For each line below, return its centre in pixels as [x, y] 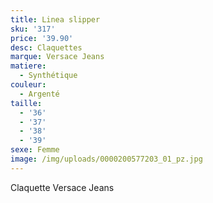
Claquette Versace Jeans [62, 187]
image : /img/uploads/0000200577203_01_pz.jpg [106, 159]
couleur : [28, 85]
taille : [26, 103]
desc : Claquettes [46, 47]
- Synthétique [48, 76]
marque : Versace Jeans [57, 57]
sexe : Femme [35, 150]
